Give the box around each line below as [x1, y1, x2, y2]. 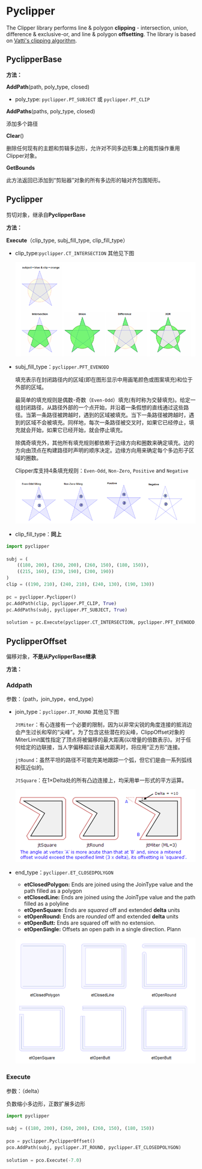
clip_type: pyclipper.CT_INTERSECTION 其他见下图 [14, 249, 134, 256]
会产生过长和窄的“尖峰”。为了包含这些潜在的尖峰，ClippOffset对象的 [14, 728, 185, 736]
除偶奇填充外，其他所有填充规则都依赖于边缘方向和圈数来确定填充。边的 [14, 439, 194, 447]
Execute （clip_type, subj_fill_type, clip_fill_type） [6, 237, 129, 244]
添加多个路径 [6, 120, 38, 127]
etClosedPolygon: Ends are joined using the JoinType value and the [23, 881, 194, 888]
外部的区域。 [14, 383, 47, 391]
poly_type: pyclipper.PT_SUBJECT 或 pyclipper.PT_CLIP [14, 95, 150, 103]
